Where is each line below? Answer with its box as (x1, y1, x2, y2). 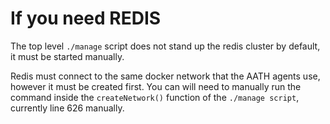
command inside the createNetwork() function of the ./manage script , (10, 91, 300, 103)
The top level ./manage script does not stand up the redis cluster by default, (10, 40, 321, 52)
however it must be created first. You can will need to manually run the (10, 80, 302, 92)
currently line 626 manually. (10, 102, 125, 114)
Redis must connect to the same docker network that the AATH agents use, (10, 70, 321, 82)
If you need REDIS (10, 7, 162, 30)
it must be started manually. (10, 50, 125, 62)
